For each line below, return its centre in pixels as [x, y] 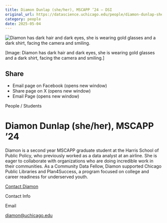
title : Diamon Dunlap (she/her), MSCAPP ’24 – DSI [59, 10]
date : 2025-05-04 [23, 24]
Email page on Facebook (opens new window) [60, 86]
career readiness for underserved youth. [47, 177]
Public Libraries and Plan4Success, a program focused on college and [77, 171]
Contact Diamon [22, 186]
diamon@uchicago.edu [29, 215]
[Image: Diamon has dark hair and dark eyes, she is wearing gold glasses [80, 53]
